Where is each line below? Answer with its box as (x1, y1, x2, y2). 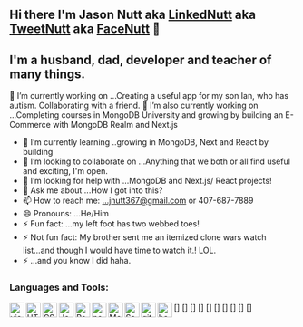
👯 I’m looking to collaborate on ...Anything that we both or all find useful (22, 156, 290, 167)
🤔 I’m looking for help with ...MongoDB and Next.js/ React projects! (22, 176, 272, 187)
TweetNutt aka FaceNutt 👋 (9, 22, 161, 37)
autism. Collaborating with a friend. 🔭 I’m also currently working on (9, 100, 259, 111)
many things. (9, 66, 86, 82)
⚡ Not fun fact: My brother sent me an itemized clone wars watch (22, 232, 267, 243)
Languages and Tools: (9, 281, 109, 293)
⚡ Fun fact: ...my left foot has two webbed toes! (22, 218, 200, 229)
